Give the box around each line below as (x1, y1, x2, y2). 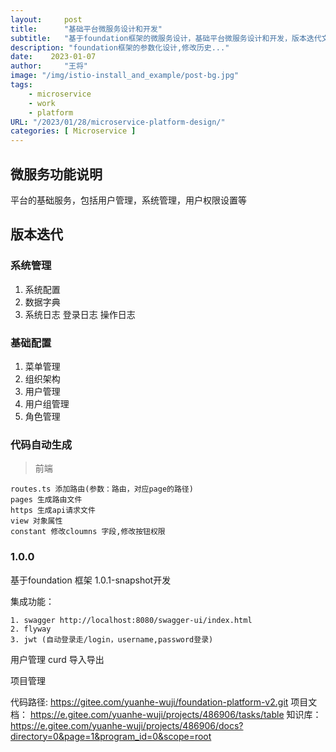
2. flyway (10, 624, 52, 634)
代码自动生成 (10, 437, 73, 451)
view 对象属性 (10, 516, 63, 526)
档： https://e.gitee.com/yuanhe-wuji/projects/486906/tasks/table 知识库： (10, 708, 322, 720)
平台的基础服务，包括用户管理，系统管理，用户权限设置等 (10, 194, 247, 206)
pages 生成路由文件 (10, 495, 83, 505)
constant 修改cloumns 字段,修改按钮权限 (10, 527, 166, 537)
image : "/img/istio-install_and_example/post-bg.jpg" (10, 71, 240, 81)
